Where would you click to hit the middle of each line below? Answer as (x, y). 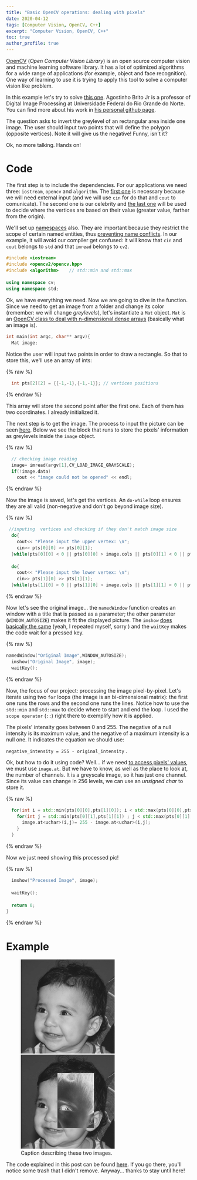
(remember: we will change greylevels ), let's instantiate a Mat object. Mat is (96, 313)
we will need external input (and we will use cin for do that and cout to (91, 198)
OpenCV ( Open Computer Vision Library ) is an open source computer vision (98, 61)
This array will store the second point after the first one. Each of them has (95, 406)
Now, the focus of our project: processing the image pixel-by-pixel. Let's (94, 690)
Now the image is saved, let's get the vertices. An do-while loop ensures (94, 500)
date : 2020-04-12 (27, 19)
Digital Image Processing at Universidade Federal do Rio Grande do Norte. (96, 103)
